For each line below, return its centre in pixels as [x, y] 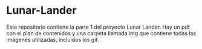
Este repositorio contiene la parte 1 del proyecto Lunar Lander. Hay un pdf [98, 27]
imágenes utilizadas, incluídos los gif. [53, 39]
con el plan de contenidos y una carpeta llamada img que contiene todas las [101, 33]
